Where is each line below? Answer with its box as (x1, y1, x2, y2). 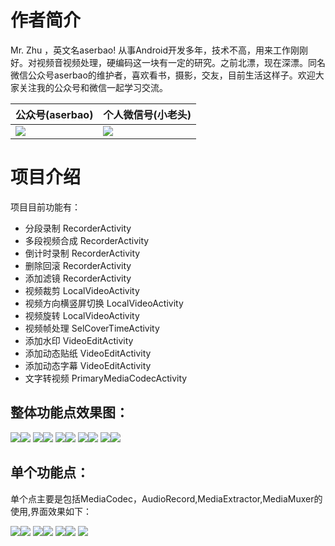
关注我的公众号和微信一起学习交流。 (18, 81, 168, 93)
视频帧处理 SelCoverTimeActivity (24, 322, 160, 334)
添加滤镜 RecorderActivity (24, 272, 132, 284)
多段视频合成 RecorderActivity (24, 234, 150, 246)
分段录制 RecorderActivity (24, 222, 132, 234)
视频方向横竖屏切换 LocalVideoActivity (24, 297, 184, 309)
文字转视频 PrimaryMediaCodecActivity (24, 372, 188, 384)
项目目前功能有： (10, 201, 81, 213)
